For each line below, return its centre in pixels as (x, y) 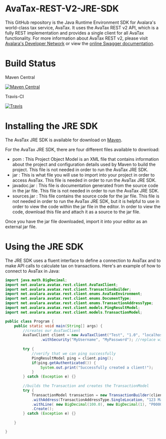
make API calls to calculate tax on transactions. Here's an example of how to (83, 265)
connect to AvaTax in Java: (33, 271)
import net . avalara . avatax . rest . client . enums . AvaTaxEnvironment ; (74, 294)
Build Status (30, 64)
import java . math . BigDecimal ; (36, 280)
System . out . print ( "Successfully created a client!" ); (97, 368)
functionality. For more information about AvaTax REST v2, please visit (77, 38)
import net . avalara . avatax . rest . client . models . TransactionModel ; (74, 312)
